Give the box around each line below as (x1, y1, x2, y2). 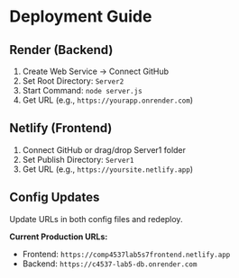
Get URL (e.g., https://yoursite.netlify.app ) (22, 164, 194, 175)
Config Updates (9, 190, 100, 205)
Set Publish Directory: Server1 (22, 154, 134, 165)
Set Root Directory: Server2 (22, 76, 124, 86)
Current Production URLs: (9, 231, 108, 242)
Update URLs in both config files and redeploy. (9, 213, 183, 224)
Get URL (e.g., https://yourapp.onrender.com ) (22, 94, 194, 105)
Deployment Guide (9, 6, 152, 27)
